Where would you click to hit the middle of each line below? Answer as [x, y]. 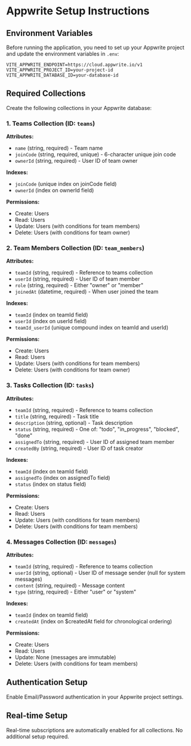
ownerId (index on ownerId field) [54, 190]
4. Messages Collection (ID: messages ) [61, 541]
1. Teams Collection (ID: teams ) [51, 123]
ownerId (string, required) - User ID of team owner [76, 161]
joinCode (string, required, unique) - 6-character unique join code [95, 154]
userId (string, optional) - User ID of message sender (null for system [100, 573]
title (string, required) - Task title [57, 416]
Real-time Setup [37, 716]
